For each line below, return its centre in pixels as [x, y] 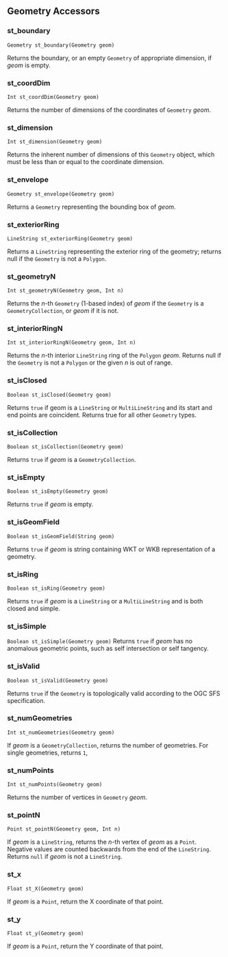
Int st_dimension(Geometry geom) [55, 142]
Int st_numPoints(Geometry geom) [55, 785]
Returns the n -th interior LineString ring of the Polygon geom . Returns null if [114, 356]
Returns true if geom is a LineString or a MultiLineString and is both [105, 601]
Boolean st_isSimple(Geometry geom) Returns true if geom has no [100, 641]
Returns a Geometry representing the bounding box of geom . [91, 207]
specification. [26, 700]
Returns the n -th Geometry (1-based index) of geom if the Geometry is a [105, 303]
